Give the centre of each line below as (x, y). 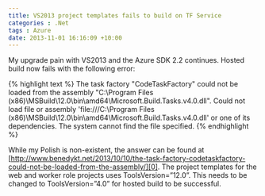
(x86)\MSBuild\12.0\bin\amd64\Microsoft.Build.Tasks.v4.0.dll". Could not (127, 101)
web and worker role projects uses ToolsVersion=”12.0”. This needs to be (128, 175)
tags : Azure (30, 30)
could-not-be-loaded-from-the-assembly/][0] (83, 167)
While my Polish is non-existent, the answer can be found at (106, 150)
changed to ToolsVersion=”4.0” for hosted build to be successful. (115, 184)
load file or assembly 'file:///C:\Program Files (81, 110)
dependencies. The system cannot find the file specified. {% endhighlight (129, 126)
